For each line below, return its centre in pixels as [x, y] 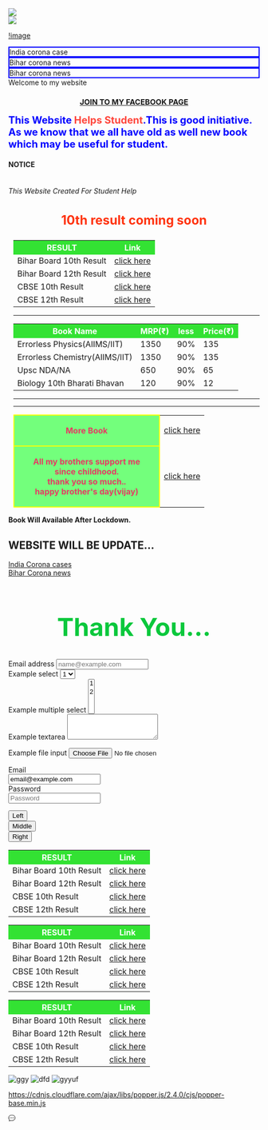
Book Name [75, 331]
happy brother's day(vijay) [87, 492]
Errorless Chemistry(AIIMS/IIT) [75, 357]
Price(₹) [219, 331]
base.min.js [27, 1103]
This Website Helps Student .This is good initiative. [130, 120]
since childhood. [87, 472]
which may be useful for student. [89, 144]
